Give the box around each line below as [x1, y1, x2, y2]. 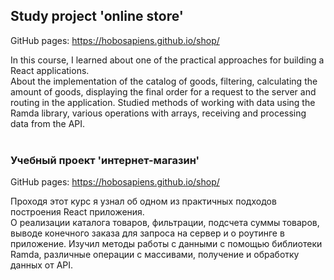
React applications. [10, 64, 90, 76]
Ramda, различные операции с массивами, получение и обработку [10, 249, 300, 261]
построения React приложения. [10, 206, 145, 218]
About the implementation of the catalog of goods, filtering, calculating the [10, 75, 318, 87]
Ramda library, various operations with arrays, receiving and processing [10, 107, 307, 119]
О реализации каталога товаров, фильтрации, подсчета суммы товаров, [10, 217, 320, 229]
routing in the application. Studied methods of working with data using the [10, 96, 316, 108]
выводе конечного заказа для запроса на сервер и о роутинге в [10, 227, 285, 239]
